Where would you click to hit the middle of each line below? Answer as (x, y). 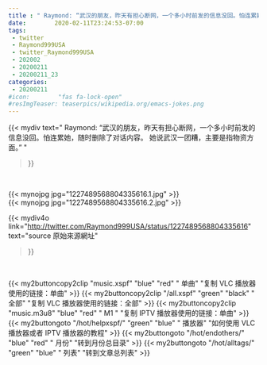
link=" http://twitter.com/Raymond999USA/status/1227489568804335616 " (130, 226)
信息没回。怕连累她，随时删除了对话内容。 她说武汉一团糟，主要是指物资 (128, 138)
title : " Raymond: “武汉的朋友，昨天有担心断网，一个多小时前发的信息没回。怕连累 (132, 15)
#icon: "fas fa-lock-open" (66, 97)
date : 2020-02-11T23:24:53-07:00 (76, 23)
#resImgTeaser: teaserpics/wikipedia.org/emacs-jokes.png (106, 104)
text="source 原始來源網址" (53, 236)
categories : (28, 82)
